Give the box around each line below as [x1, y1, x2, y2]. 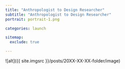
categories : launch [5, 26, 46, 31]
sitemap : [5, 35, 24, 40]
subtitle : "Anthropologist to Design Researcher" [5, 12, 112, 17]
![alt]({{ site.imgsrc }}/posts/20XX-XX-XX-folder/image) [5, 58, 120, 63]
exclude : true [10, 40, 39, 45]
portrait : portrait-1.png [5, 17, 59, 22]
